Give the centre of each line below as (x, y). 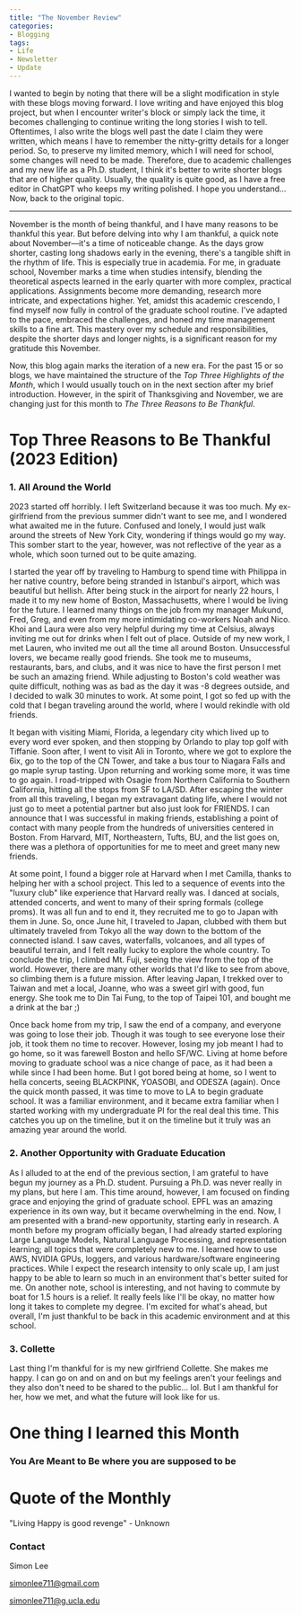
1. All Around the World (60, 487)
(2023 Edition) (64, 459)
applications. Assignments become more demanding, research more (136, 291)
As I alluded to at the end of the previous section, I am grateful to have (139, 1172)
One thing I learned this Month (125, 1433)
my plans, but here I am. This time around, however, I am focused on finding (149, 1192)
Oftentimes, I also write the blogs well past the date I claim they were (136, 131)
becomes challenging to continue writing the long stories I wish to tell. (138, 121)
